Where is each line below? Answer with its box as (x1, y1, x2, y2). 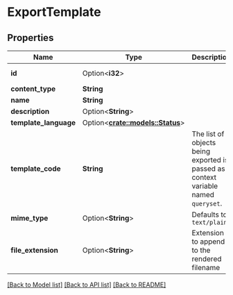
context (191, 173, 217, 182)
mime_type (10, 213, 49, 223)
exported (191, 155, 222, 165)
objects (191, 138, 216, 147)
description (10, 107, 50, 116)
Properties (7, 32, 54, 44)
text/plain (191, 219, 227, 226)
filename (191, 263, 221, 272)
